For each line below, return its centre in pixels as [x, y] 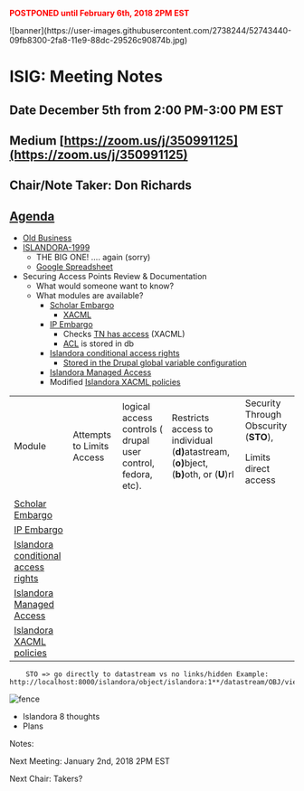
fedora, [137, 475]
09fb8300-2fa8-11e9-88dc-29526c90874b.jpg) [99, 40]
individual [192, 440]
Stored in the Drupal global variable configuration [155, 363]
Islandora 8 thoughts [61, 717]
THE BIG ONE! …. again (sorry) [93, 258]
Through [263, 415]
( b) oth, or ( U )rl [203, 475]
